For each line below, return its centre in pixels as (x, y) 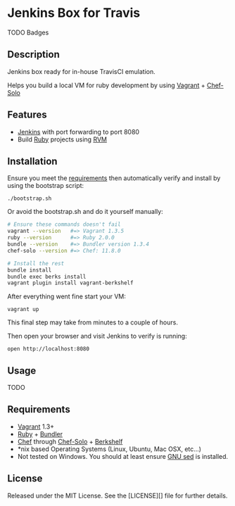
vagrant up (23, 310)
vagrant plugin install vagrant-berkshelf (70, 283)
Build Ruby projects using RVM (62, 139)
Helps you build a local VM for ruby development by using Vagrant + (106, 85)
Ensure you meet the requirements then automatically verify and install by (114, 178)
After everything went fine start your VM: (67, 296)
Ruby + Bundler (40, 434)
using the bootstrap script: (46, 186)
